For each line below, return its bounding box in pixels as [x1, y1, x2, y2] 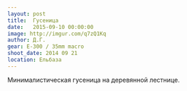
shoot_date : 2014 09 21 [7, 50, 78, 57]
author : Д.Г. [7, 37, 46, 44]
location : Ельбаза [7, 56, 62, 63]
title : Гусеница [7, 17, 59, 24]
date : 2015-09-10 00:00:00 [7, 23, 94, 30]
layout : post [7, 10, 46, 18]
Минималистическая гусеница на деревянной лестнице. [7, 75, 180, 84]
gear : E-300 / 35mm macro [7, 43, 84, 50]
